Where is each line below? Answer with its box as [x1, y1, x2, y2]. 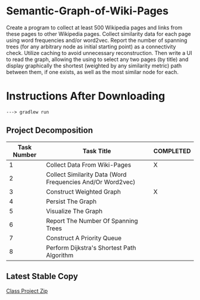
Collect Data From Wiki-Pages [46, 160, 132, 169]
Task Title [82, 146, 111, 155]
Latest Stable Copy [6, 271, 79, 281]
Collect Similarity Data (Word [46, 170, 127, 179]
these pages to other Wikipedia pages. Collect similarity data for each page [6, 30, 192, 37]
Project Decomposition [6, 125, 93, 136]
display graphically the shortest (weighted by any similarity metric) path [6, 62, 182, 69]
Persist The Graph [46, 197, 97, 206]
